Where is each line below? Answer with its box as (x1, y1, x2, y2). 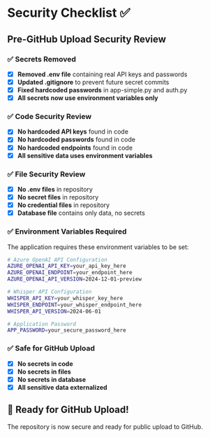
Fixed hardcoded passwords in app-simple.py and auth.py (17, 86, 188, 94)
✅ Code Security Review (7, 112, 92, 122)
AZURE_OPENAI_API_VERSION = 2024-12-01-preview (7, 276, 142, 283)
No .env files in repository (17, 185, 93, 193)
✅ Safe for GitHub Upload (7, 344, 96, 353)
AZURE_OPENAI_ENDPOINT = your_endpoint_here (7, 269, 133, 276)
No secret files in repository (17, 193, 99, 202)
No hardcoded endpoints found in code (17, 143, 133, 152)
